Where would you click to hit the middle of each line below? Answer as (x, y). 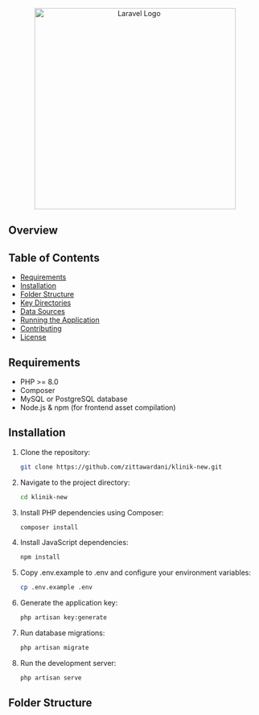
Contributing (41, 329)
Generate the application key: (69, 603)
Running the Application (60, 320)
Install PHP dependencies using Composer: (92, 512)
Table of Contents (54, 258)
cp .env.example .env (56, 588)
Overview (33, 231)
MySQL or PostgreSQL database (74, 399)
